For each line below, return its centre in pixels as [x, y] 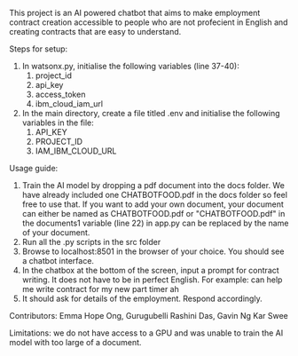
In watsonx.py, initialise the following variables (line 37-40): [130, 66]
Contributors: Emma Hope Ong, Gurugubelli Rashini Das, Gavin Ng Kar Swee [149, 316]
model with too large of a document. [75, 342]
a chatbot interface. [58, 261]
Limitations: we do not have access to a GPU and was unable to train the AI [146, 333]
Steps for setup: [39, 49]
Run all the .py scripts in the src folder [91, 242]
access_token [60, 94]
